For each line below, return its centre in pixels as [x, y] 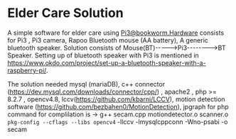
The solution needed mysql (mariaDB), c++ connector [86, 84]
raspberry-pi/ [27, 70]
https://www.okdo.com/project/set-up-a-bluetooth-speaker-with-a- [107, 62]
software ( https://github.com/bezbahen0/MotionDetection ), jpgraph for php [118, 106]
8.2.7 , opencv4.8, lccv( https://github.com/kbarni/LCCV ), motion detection [116, 99]
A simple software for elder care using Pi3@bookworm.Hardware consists [116, 33]
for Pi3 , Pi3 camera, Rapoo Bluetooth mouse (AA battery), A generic [108, 40]
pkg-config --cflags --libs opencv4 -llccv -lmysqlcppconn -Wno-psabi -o [118, 121]
